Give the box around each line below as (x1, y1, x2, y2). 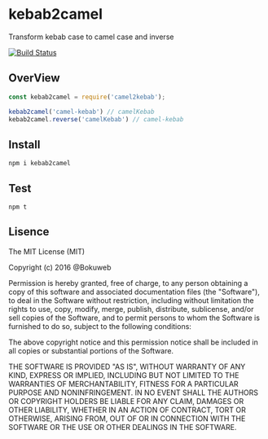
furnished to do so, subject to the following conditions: (8, 321, 191, 331)
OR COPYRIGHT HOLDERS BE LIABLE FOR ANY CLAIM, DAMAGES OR (8, 396, 244, 406)
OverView (8, 71, 60, 86)
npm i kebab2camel (8, 160, 71, 168)
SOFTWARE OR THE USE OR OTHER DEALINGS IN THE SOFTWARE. (8, 422, 237, 432)
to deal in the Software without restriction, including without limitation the (8, 295, 254, 305)
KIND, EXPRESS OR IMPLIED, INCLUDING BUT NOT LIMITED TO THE (8, 370, 239, 380)
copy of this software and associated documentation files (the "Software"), (8, 287, 261, 296)
